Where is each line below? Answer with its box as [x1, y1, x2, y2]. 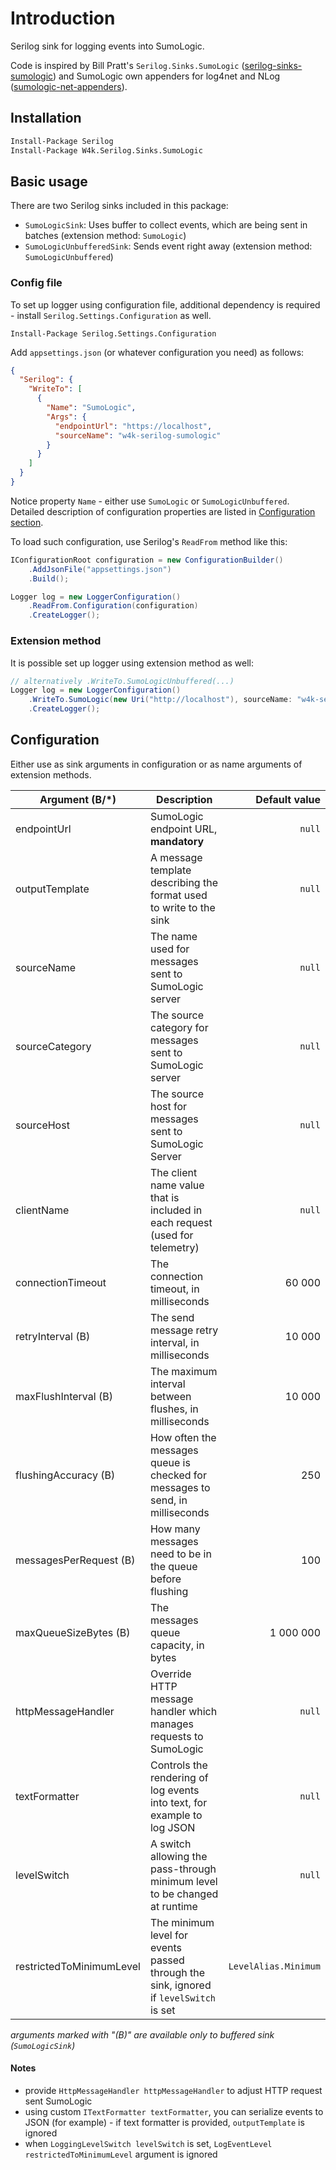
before [149, 1572, 182, 1586]
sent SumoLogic [24, 2095, 93, 2107]
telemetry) [149, 1240, 200, 1254]
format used [149, 888, 208, 902]
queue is [149, 1455, 191, 1469]
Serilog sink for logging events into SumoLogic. [10, 40, 205, 52]
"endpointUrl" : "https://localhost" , [54, 421, 213, 431]
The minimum [149, 1915, 215, 1929]
